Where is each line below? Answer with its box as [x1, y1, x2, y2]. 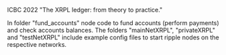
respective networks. [7, 41, 67, 48]
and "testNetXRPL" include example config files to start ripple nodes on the [7, 33, 219, 41]
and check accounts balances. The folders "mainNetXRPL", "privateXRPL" [7, 26, 216, 34]
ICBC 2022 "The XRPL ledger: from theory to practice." [7, 6, 163, 14]
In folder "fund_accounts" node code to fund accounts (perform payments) [7, 19, 219, 26]
